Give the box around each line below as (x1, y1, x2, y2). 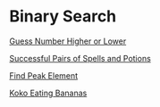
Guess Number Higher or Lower (9, 36, 127, 46)
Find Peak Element (9, 70, 79, 81)
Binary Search (9, 6, 117, 27)
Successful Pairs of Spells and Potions (9, 53, 152, 63)
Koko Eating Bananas (9, 87, 88, 98)
